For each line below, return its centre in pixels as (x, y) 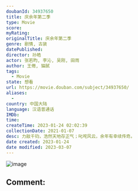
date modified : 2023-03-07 (39, 147)
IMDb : (13, 114)
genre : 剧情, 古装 (27, 44)
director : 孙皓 (24, 55)
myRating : (18, 33)
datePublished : (25, 50)
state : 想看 (20, 82)
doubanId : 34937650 (30, 11)
